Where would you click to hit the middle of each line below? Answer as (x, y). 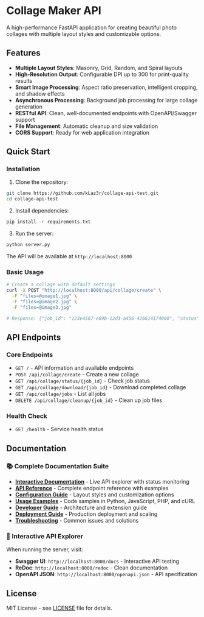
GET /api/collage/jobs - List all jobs (60, 394)
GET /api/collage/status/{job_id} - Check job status (82, 381)
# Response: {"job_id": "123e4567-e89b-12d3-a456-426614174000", (90, 318)
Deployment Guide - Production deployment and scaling (86, 514)
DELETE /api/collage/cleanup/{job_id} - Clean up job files (89, 400)
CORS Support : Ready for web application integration (82, 132)
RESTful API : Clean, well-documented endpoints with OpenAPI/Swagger (106, 113)
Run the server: (34, 234)
